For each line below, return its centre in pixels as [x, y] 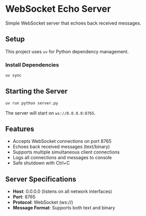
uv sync [14, 75]
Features [20, 129]
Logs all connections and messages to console [62, 158]
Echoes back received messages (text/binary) [61, 147]
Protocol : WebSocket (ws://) [43, 202]
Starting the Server [37, 91]
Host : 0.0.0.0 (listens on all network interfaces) [62, 191]
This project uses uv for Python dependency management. [67, 51]
